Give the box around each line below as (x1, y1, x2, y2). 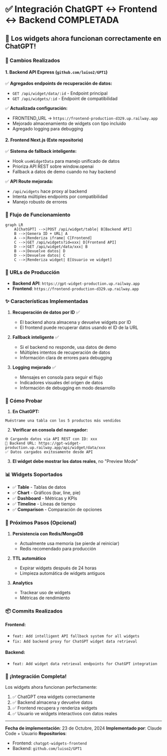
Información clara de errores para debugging (19, 354, 112, 360)
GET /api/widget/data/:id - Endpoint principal (12, 90, 108, 96)
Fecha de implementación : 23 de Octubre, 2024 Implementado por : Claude (5, 725, 162, 731)
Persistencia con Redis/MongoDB (12, 531, 83, 537)
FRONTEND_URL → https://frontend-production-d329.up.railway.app (12, 115, 158, 121)
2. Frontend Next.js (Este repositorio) (5, 137, 83, 143)
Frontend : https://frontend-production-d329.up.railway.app (12, 285, 139, 292)
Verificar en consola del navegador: (12, 427, 88, 433)
